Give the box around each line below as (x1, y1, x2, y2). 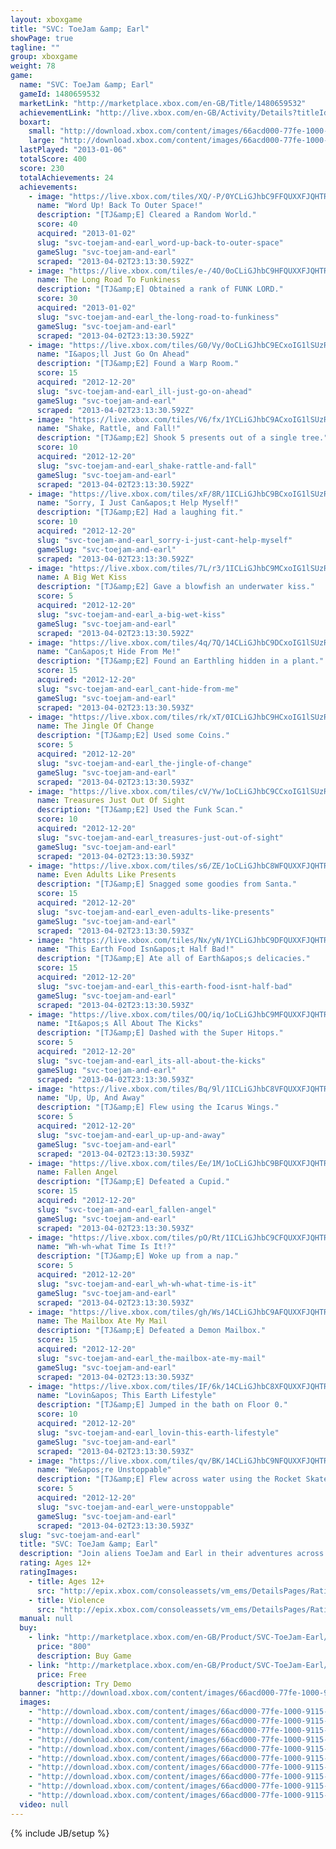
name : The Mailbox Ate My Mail (36, 1316, 168, 1326)
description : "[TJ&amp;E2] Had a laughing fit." (36, 507, 244, 518)
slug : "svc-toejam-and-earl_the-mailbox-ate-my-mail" (36, 1353, 267, 1363)
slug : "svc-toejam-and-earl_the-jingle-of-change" (36, 758, 253, 768)
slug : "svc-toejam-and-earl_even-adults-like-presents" (36, 907, 275, 917)
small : (28, 126, 56, 136)
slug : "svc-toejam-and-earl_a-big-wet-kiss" (36, 609, 226, 620)
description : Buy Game (36, 1651, 132, 1661)
